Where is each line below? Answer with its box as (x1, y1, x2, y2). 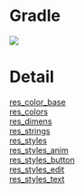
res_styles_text (9, 173, 65, 184)
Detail (9, 67, 54, 87)
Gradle (9, 5, 61, 26)
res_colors (9, 106, 48, 117)
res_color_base (9, 96, 66, 107)
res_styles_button (9, 154, 75, 165)
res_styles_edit (9, 164, 65, 175)
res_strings (9, 125, 51, 136)
